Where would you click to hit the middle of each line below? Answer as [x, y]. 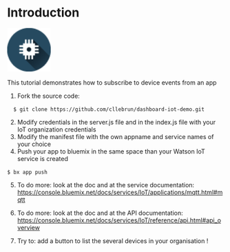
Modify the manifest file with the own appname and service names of [115, 136]
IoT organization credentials [56, 129]
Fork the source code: [49, 96]
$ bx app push [28, 172]
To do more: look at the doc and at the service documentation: [106, 185]
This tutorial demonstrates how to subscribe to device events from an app [112, 82]
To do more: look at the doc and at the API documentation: [100, 213]
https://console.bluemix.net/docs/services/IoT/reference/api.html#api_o [119, 220]
